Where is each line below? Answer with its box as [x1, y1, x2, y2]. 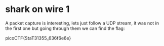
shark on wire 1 [5, 3, 70, 15]
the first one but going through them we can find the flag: [5, 25, 125, 31]
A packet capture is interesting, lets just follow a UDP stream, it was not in [5, 20, 159, 26]
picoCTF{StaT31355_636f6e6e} [5, 35, 71, 41]
